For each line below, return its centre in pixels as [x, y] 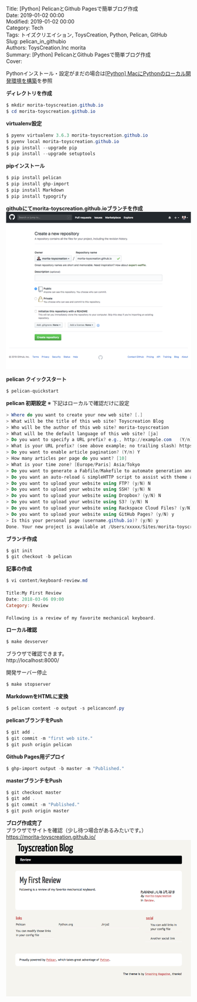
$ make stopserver [28, 685]
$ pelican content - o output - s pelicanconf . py [65, 708]
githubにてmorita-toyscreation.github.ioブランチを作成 [74, 208]
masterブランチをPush [34, 780]
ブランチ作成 [21, 539]
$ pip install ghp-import [38, 184]
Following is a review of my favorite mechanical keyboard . [81, 618]
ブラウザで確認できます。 [37, 654]
